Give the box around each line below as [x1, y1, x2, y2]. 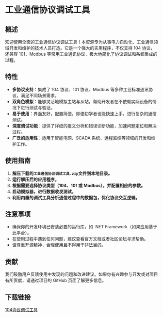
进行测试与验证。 [20, 105, 55, 111]
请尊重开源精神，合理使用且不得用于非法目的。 [12, 242, 106, 248]
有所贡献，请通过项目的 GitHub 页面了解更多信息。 [5, 277, 107, 284]
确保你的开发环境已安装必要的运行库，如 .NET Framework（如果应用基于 [12, 224, 158, 230]
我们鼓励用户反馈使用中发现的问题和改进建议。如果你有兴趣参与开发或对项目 [5, 271, 158, 277]
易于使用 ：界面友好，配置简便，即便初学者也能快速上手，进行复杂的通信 [12, 111, 157, 116]
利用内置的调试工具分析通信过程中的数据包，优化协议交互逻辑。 [12, 194, 140, 200]
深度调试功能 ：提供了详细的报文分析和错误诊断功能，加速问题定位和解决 [12, 123, 157, 128]
